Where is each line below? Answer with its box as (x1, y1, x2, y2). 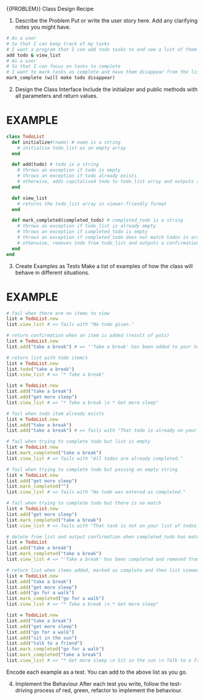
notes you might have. (15, 24, 71, 30)
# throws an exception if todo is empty (17, 167, 121, 173)
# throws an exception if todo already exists (17, 173, 137, 179)
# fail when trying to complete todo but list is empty (6, 438, 151, 445)
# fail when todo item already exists (6, 411, 104, 417)
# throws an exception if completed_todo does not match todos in (17, 234, 189, 241)
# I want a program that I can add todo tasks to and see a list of (6, 46, 183, 52)
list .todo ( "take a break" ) (6, 366, 75, 372)
